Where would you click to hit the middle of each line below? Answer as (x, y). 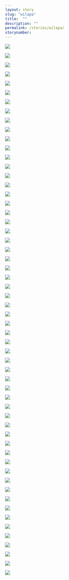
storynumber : (18, 32)
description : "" (22, 23)
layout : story (20, 10)
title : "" (16, 19)
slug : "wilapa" (21, 14)
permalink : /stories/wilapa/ (35, 28)
